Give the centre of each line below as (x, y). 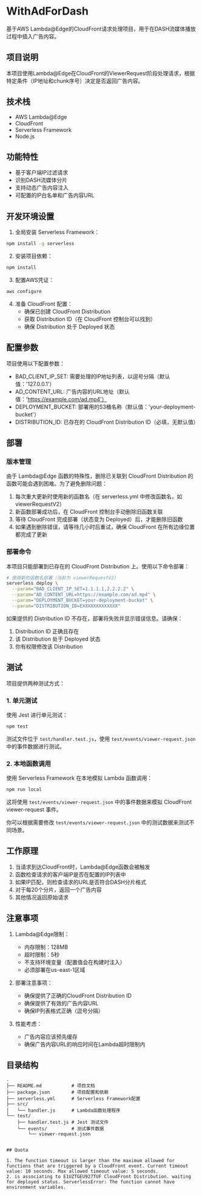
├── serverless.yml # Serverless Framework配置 (73, 1099)
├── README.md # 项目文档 (51, 1086)
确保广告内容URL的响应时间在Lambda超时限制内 (85, 1044)
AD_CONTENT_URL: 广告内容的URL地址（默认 (72, 391)
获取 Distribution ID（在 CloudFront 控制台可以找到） (90, 319)
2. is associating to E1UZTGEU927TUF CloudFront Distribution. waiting (99, 1177)
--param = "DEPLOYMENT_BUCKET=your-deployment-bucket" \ (82, 601)
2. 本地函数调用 (29, 763)
